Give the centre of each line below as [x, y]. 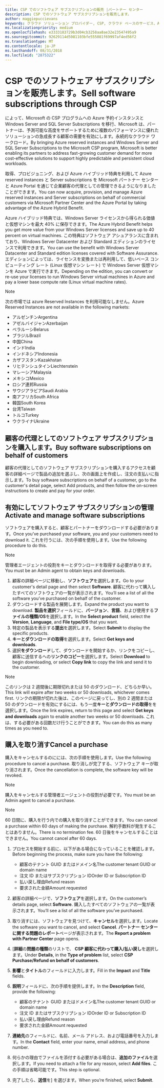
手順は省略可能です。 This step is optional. [59, 1069]
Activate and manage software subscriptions [75, 515]
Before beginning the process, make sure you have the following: [77, 854]
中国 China [22, 342]
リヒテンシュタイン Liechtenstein [45, 366]
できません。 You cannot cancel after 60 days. [51, 838]
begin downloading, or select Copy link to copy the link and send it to [82, 662]
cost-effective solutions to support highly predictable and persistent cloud [80, 158]
